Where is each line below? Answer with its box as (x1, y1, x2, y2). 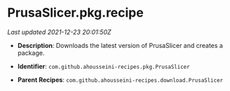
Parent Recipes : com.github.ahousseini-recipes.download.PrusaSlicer (17, 75, 224, 84)
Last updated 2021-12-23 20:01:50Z (7, 28, 111, 36)
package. (17, 49, 45, 57)
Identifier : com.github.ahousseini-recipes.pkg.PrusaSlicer (17, 62, 191, 70)
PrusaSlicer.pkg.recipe (7, 5, 144, 21)
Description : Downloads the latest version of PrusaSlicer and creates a (17, 41, 223, 49)
